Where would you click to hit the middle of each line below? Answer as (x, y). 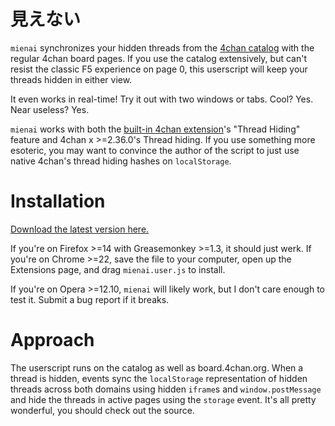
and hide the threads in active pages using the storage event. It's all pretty (163, 399)
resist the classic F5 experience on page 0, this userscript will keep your (159, 69)
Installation (58, 201)
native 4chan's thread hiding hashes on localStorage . (121, 161)
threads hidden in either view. (71, 79)
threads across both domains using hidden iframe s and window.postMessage (166, 389)
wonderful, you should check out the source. (102, 410)
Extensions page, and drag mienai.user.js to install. (118, 269)
